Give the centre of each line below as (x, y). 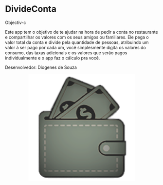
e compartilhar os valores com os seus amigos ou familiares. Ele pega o (77, 37)
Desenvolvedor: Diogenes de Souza (41, 67)
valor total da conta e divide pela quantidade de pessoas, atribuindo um (77, 42)
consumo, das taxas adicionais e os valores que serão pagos (66, 53)
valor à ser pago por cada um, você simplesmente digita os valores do (75, 47)
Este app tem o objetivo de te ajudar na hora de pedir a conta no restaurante (81, 32)
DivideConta (31, 9)
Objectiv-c (16, 22)
